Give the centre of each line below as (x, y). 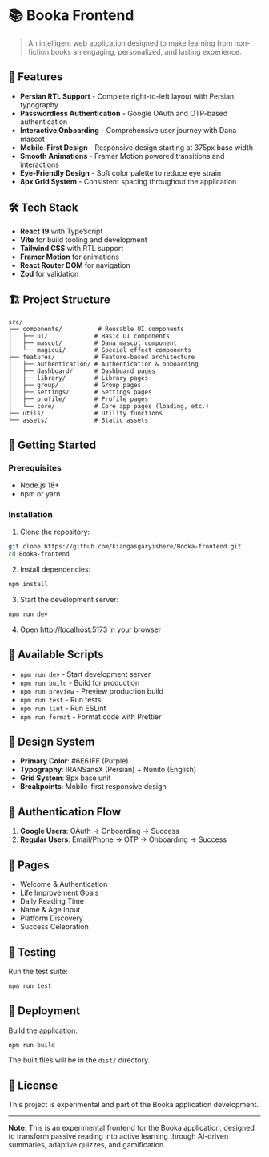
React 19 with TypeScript (61, 231)
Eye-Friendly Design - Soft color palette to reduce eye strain (120, 172)
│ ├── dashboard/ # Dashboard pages (82, 371)
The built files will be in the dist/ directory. (79, 1060)
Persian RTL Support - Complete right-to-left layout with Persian (127, 96)
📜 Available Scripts (56, 655)
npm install (28, 585)
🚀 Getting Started (52, 445)
